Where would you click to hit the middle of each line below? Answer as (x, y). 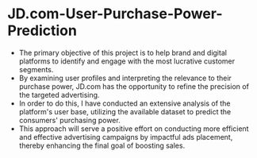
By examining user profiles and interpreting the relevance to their (125, 78)
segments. (36, 69)
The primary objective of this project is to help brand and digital (123, 52)
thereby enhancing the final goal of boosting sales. (102, 145)
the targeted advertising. (59, 94)
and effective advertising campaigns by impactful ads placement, (126, 137)
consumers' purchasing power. (69, 120)
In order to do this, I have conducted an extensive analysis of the (125, 103)
